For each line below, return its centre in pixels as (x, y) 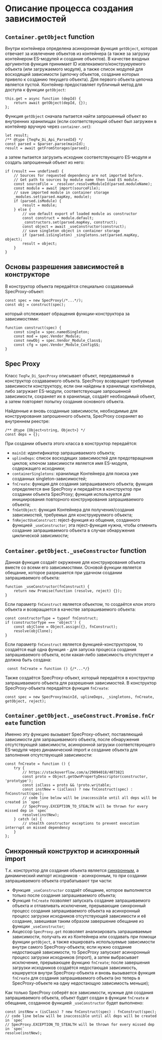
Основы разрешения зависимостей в (65, 267)
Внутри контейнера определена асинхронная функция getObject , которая (81, 48)
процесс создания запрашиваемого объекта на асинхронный (76, 911)
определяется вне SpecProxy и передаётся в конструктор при (76, 489)
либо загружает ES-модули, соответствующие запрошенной (68, 391)
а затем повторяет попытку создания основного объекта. (65, 401)
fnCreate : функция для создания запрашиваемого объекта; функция (82, 484)
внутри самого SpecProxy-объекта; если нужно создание (72, 947)
